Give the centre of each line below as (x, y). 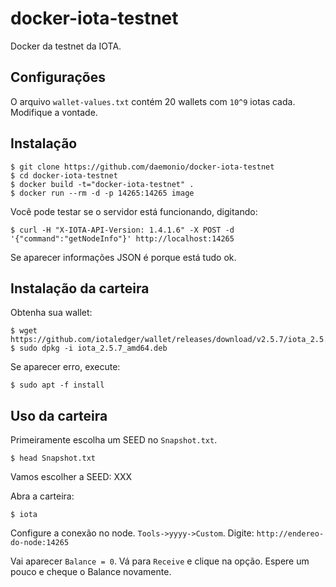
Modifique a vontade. (54, 112)
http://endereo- (290, 534)
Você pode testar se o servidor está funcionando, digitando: (134, 211)
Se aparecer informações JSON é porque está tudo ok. (123, 257)
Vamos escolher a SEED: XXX (71, 477)
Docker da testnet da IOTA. (66, 46)
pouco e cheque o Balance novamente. (91, 572)
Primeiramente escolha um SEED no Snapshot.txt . (114, 440)
